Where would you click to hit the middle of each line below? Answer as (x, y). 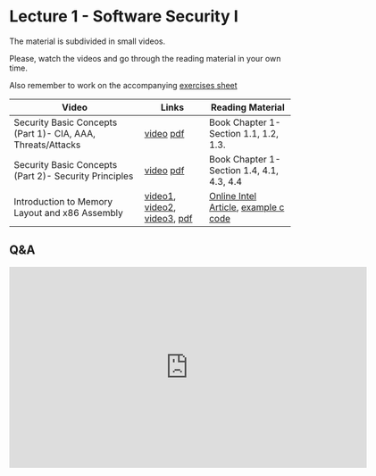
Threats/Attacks (47, 145)
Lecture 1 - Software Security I (124, 17)
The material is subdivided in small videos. (88, 41)
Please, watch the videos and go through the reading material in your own (145, 58)
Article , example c (246, 207)
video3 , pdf (168, 218)
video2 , (160, 207)
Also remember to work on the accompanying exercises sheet (124, 85)
